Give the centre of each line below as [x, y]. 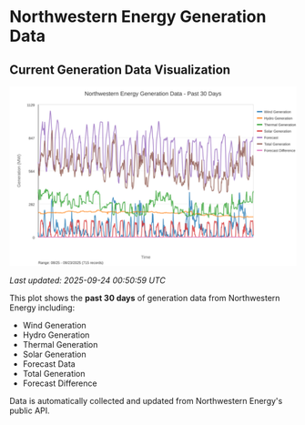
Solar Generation [54, 354]
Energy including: [42, 308]
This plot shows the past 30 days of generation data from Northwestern [145, 298]
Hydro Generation [56, 335]
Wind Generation [54, 325]
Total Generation [54, 374]
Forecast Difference [60, 383]
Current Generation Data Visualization [120, 70]
